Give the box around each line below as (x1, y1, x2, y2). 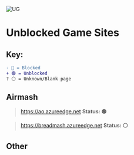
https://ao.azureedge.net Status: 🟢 (20, 108, 107, 115)
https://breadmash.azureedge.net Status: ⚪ (20, 122, 128, 129)
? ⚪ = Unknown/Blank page (6, 76, 72, 82)
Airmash (6, 92, 38, 102)
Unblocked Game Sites (6, 26, 119, 39)
